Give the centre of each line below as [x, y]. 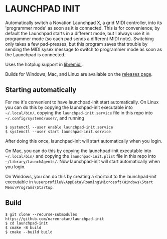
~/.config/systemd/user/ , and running [45, 118]
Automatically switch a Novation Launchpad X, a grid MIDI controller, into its [83, 23]
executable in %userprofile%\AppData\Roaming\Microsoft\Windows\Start [79, 182]
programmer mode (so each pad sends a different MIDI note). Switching [79, 39]
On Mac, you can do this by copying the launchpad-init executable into [78, 151]
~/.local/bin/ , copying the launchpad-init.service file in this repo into [79, 112]
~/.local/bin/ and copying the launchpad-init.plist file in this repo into [81, 156]
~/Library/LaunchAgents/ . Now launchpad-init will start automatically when [83, 161]
